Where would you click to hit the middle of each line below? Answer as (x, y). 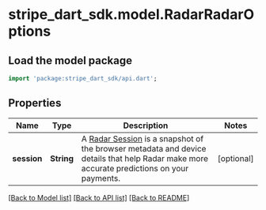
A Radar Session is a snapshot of (142, 138)
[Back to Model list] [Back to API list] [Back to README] (99, 197)
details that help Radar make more (144, 158)
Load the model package (70, 60)
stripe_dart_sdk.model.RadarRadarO (131, 15)
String (62, 158)
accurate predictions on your (135, 168)
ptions (30, 31)
